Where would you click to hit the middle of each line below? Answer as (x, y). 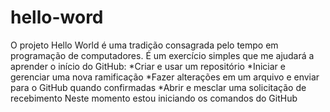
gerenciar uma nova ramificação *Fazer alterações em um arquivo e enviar (165, 77)
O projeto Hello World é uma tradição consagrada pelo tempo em (144, 45)
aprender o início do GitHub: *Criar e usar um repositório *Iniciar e (148, 66)
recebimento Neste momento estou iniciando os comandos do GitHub (154, 98)
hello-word (57, 17)
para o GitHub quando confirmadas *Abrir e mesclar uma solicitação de (158, 87)
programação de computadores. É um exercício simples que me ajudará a (162, 55)
